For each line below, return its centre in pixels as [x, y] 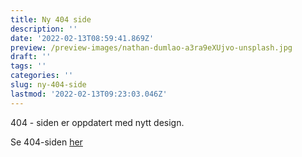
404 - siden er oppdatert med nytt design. [97, 122]
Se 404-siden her [46, 142]
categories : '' [42, 76]
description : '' [44, 29]
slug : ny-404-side [48, 85]
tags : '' [28, 66]
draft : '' [31, 57]
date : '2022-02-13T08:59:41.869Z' [82, 38]
